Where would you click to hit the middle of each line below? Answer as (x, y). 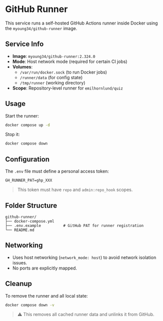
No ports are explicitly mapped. (45, 268)
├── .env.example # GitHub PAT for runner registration (74, 225)
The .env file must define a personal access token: (57, 171)
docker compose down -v (30, 305)
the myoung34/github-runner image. (41, 28)
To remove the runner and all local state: (47, 295)
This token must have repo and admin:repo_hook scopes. (75, 190)
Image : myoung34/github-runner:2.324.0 (54, 56)
